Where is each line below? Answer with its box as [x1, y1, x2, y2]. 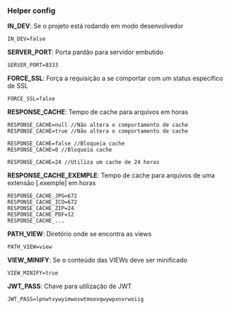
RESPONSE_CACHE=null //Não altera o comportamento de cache [7, 121, 189, 129]
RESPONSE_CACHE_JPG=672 [7, 192, 78, 200]
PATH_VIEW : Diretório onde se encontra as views [7, 230, 152, 238]
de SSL [7, 82, 28, 90]
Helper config [7, 6, 56, 16]
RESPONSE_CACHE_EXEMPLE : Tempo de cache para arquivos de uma [7, 171, 215, 179]
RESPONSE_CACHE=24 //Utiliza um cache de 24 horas [7, 159, 160, 166]
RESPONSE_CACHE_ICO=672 [7, 199, 78, 206]
